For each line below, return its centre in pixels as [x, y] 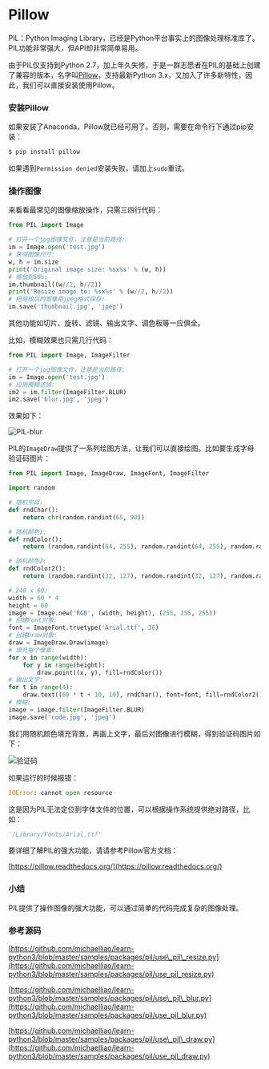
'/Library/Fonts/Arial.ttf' [55, 834]
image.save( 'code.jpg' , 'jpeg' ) [62, 717]
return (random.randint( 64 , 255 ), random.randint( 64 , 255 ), [125, 547]
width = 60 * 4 [34, 598]
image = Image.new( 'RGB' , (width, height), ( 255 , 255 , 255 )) [112, 613]
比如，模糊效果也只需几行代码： [61, 340]
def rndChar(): [34, 510]
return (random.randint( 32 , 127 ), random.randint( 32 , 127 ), [125, 576]
